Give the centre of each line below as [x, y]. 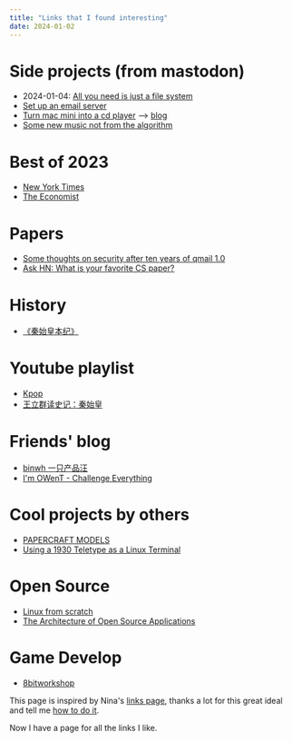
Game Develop [66, 658]
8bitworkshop [49, 683]
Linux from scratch [58, 611]
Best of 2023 [59, 162]
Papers [37, 233]
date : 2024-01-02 [42, 26]
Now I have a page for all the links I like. [83, 727]
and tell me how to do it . [54, 710]
